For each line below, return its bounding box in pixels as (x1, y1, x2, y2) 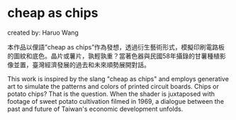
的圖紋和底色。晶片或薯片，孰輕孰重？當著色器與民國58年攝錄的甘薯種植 (7, 52, 220, 60)
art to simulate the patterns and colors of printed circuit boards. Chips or (7, 82, 220, 90)
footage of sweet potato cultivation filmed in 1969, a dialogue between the (7, 97, 225, 105)
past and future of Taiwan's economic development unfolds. (7, 104, 184, 113)
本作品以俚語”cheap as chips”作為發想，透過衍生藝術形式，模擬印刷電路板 (7, 42, 225, 51)
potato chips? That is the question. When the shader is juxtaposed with (7, 90, 215, 98)
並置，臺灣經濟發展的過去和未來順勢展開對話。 (13, 60, 150, 68)
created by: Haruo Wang (7, 28, 79, 37)
